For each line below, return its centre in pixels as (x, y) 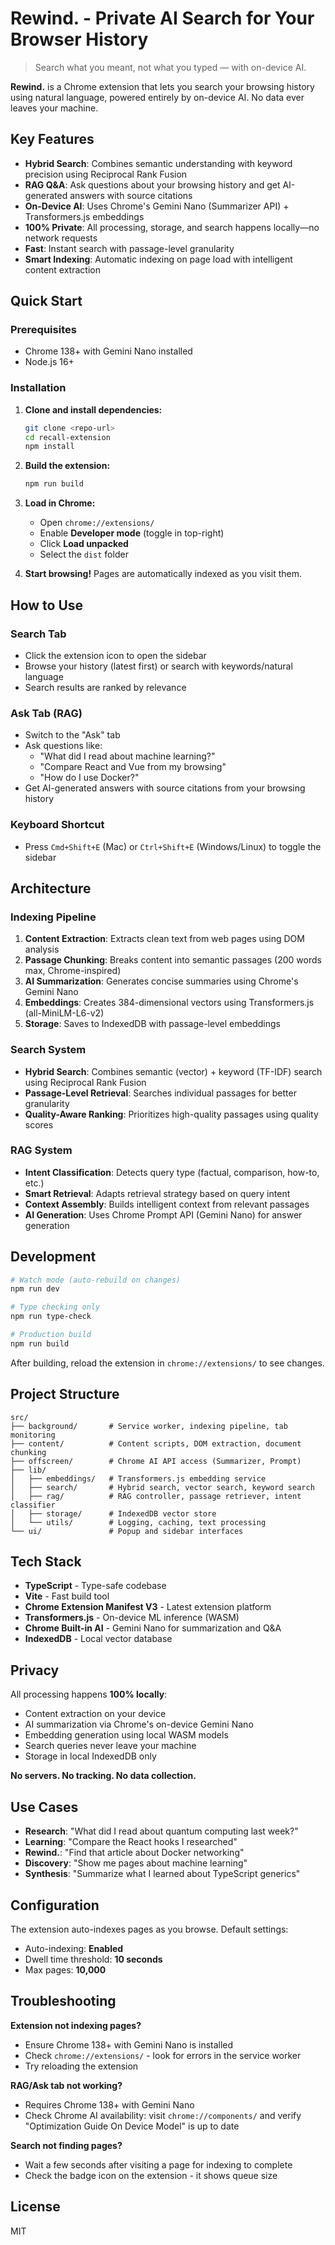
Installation (38, 388)
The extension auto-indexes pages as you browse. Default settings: (149, 1929)
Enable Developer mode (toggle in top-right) (132, 533)
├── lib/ (28, 1470)
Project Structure (65, 1394)
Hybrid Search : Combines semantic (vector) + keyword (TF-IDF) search (173, 1071)
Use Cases (44, 1807)
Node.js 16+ (49, 362)
